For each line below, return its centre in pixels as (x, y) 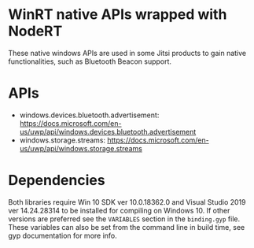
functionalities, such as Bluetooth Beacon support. (90, 61)
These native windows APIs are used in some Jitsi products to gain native (127, 53)
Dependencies (57, 181)
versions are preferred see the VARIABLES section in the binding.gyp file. (124, 219)
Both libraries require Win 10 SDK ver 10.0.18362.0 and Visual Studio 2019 (127, 202)
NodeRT (35, 31)
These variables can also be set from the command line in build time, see (127, 227)
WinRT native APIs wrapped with (118, 15)
